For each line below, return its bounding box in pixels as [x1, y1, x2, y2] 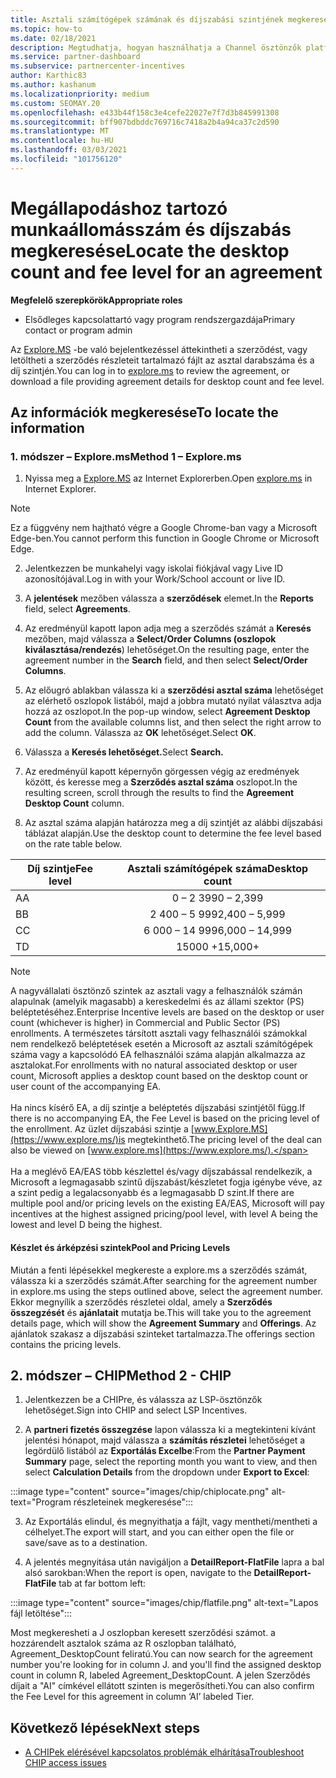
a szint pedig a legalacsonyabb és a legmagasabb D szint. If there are [10, 1187, 295, 1199]
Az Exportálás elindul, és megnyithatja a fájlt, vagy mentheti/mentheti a [24, 1516, 318, 1528]
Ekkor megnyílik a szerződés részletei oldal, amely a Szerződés [10, 1296, 273, 1308]
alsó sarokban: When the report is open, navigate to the [24, 1567, 252, 1579]
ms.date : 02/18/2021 [10, 33, 97, 43]
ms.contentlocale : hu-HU [10, 136, 114, 146]
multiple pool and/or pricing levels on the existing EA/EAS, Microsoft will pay [10, 1197, 325, 1210]
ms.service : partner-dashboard [10, 52, 141, 62]
